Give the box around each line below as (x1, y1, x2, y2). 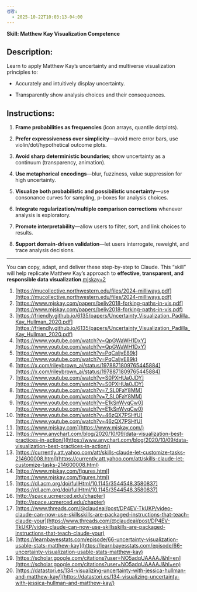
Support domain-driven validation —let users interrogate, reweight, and (15, 240, 189, 247)
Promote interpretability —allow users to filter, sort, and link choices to (15, 223, 186, 230)
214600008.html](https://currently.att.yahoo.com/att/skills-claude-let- (15, 455, 185, 462)
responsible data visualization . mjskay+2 (6, 276, 106, 283)
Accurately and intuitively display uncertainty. (15, 80, 125, 87)
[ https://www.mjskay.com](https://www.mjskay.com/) (15, 424, 144, 431)
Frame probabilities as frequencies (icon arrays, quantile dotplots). (15, 124, 179, 131)
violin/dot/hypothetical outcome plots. (15, 142, 107, 149)
